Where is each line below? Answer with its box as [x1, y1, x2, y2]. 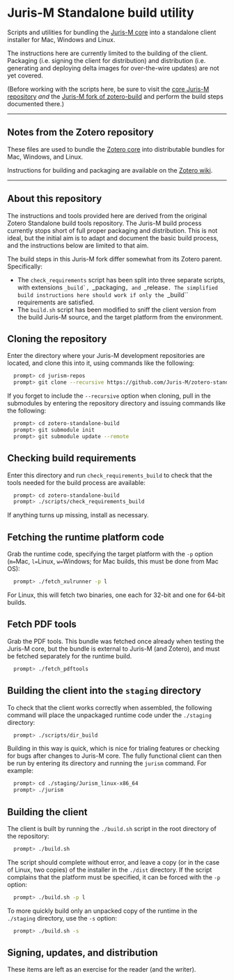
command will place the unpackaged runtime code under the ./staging [7, 711, 212, 719]
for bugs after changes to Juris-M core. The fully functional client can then [7, 751, 222, 760]
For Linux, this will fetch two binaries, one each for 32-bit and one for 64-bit [7, 591, 226, 599]
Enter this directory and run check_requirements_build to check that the [7, 470, 212, 480]
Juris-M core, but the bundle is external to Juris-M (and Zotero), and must [7, 644, 220, 653]
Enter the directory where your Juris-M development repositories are [7, 352, 205, 360]
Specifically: [7, 262, 43, 271]
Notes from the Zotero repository [7, 127, 155, 138]
